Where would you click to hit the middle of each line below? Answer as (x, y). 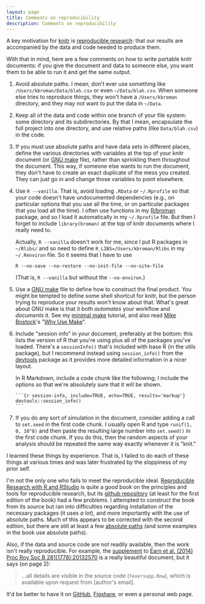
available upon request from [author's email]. (78, 583)
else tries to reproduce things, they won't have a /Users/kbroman (96, 97)
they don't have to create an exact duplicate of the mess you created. (103, 173)
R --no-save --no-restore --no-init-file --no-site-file (89, 266)
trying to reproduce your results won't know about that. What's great (102, 302)
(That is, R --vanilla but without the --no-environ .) (80, 278)
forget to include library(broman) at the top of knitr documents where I (105, 223)
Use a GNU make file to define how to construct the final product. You (103, 289)
